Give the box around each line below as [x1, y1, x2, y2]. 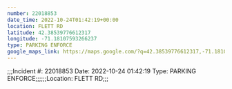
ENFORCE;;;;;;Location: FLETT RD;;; [7, 74, 109, 82]
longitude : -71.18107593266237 [7, 36, 97, 42]
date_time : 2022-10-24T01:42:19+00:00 [7, 16, 119, 23]
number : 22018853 [7, 10, 57, 17]
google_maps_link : [7, 49, 60, 55]
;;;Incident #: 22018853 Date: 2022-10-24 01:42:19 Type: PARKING [7, 66, 197, 75]
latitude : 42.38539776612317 [7, 29, 91, 36]
